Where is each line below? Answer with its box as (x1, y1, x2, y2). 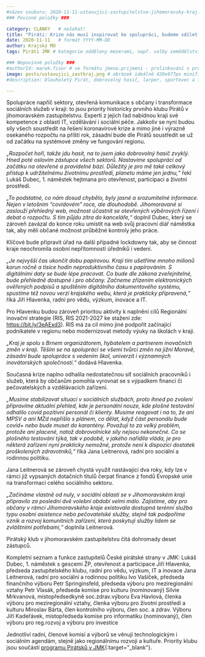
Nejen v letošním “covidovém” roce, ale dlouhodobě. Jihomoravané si (6, 200, 182, 208)
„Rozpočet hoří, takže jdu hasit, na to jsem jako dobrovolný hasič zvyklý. (6, 150, 190, 157)
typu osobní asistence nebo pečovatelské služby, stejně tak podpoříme (6, 511, 185, 518)
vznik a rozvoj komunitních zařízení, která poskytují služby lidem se (6, 517, 176, 525)
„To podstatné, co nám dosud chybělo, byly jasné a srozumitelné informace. (6, 194, 199, 202)
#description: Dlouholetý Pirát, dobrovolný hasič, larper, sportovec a (6, 77, 195, 83)
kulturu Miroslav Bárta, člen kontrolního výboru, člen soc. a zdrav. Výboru (6, 606, 192, 613)
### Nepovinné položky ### (6, 59, 75, 66)
